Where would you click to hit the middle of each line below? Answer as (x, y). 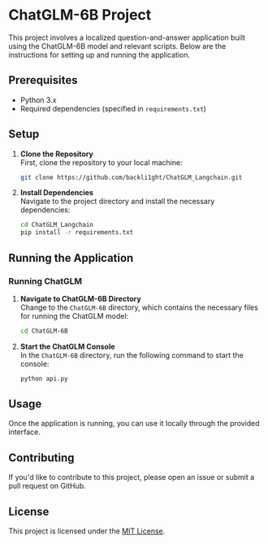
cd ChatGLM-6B (44, 331)
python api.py (44, 379)
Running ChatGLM (45, 281)
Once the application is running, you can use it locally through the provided (134, 424)
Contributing (41, 457)
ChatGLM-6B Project (80, 15)
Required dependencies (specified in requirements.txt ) (113, 108)
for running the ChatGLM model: (74, 316)
